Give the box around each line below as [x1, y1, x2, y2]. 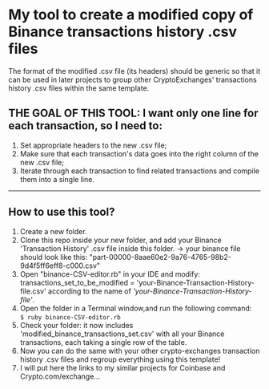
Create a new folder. [19, 226, 87, 236]
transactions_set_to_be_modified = [19, 278, 135, 287]
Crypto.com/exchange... [19, 371, 100, 381]
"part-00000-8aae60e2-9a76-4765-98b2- [89, 252, 232, 261]
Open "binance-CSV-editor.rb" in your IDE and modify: [19, 269, 200, 278]
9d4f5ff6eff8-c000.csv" [19, 261, 101, 270]
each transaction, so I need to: [8, 119, 163, 133]
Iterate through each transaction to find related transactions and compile [19, 166, 260, 176]
